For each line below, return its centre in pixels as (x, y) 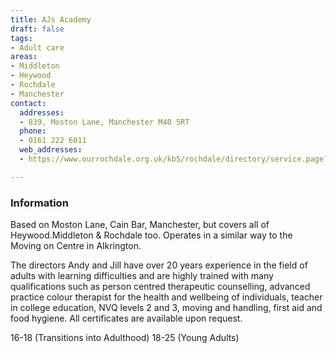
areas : (24, 57)
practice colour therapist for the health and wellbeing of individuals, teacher (166, 297)
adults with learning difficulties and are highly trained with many (142, 276)
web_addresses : (51, 150)
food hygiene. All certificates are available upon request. (126, 318)
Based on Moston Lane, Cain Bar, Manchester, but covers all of (140, 225)
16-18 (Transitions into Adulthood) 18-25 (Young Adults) (125, 338)
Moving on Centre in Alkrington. (76, 246)
